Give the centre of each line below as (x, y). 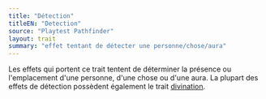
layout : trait (32, 39)
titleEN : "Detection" (45, 24)
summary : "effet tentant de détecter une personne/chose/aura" (118, 46)
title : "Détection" (41, 16)
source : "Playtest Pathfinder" (61, 31)
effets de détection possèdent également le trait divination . (107, 87)
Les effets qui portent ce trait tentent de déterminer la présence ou (120, 69)
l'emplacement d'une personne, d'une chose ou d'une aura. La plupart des (133, 78)
